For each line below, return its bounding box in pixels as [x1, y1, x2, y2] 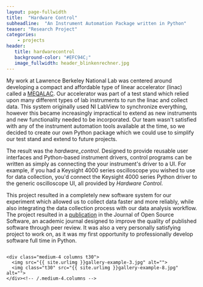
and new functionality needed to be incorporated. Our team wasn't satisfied [6, 115, 197, 123]
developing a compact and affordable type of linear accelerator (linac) [6, 83, 183, 90]
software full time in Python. [6, 236, 77, 244]
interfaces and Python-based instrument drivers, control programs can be [6, 153, 192, 161]
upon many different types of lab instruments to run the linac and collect [6, 96, 188, 104]
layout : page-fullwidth [6, 9, 67, 15]
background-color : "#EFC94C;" [14, 54, 91, 60]
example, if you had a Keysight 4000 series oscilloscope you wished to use [6, 166, 196, 174]
